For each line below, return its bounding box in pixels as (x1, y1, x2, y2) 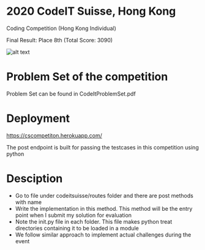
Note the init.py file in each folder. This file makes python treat (15, 218, 173, 225)
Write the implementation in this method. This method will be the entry (15, 205, 193, 212)
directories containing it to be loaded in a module (15, 224, 139, 232)
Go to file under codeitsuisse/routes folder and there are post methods (15, 192, 194, 199)
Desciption (6, 172, 63, 185)
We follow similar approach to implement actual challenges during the (15, 231, 192, 238)
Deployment (6, 112, 70, 126)
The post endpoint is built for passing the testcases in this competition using (6, 143, 199, 151)
